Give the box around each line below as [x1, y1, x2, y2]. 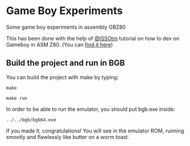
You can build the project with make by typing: [6, 73, 119, 80]
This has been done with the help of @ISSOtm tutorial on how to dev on [6, 35, 179, 42]
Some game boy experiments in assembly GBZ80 [6, 23, 126, 30]
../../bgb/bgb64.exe [6, 117, 57, 123]
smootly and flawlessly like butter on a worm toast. [6, 133, 129, 140]
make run [6, 95, 28, 101]
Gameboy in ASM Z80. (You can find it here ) [6, 41, 114, 48]
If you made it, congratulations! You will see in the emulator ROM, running [6, 127, 184, 134]
